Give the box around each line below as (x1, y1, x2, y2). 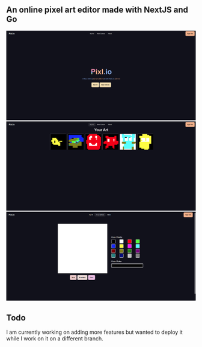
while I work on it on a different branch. (6, 335, 103, 342)
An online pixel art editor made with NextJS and (6, 5, 188, 15)
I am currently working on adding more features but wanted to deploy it (6, 328, 183, 336)
